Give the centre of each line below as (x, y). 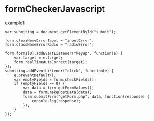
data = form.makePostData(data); (57, 92)
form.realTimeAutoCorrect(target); (51, 62)
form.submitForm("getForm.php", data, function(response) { (86, 97)
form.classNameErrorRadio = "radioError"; (50, 45)
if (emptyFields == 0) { (40, 83)
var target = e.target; (39, 58)
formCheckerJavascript (55, 9)
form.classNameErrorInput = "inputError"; (50, 40)
